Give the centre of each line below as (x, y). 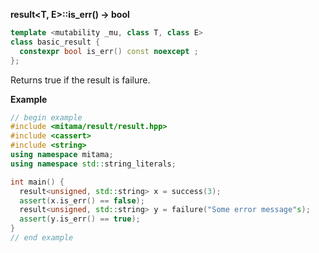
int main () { (37, 182)
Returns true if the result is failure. (80, 80)
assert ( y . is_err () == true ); (80, 219)
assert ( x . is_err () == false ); (82, 200)
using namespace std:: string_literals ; (93, 164)
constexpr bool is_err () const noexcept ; (109, 51)
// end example (42, 238)
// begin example (46, 117)
